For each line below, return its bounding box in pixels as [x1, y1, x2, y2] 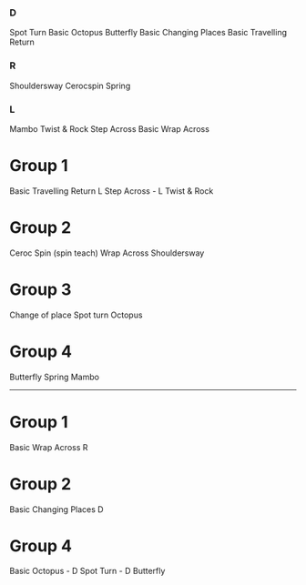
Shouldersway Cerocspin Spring [9, 80, 131, 91]
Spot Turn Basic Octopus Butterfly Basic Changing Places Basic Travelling [9, 27, 287, 38]
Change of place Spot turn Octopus [9, 309, 143, 320]
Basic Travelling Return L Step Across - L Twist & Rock [9, 185, 214, 197]
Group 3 [9, 279, 72, 299]
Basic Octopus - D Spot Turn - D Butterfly [9, 566, 166, 577]
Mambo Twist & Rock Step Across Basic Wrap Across [9, 123, 209, 134]
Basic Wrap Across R [9, 441, 88, 452]
